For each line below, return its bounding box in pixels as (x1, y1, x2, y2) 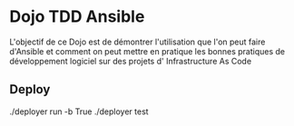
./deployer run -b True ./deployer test (9, 106, 149, 117)
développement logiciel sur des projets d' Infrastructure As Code (9, 55, 252, 66)
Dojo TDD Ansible (9, 6, 145, 27)
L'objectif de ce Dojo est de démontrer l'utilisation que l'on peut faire (9, 36, 266, 47)
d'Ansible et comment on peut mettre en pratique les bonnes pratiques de (9, 45, 286, 56)
